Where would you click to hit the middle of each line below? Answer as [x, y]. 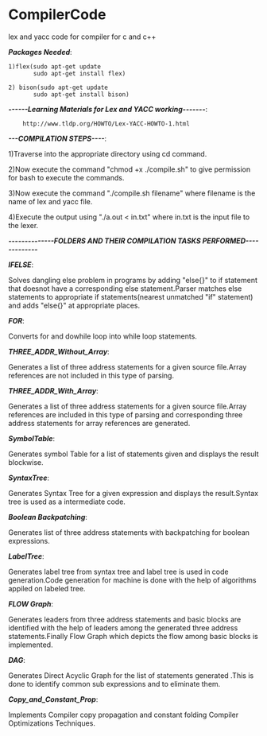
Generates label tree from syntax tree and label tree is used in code [118, 571]
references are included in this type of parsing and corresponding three [126, 414]
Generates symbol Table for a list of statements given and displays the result [133, 454]
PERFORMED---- [230, 241]
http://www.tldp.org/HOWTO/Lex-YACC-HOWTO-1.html [106, 124]
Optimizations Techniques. [52, 723]
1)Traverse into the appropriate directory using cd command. [108, 153]
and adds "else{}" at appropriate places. [74, 305]
